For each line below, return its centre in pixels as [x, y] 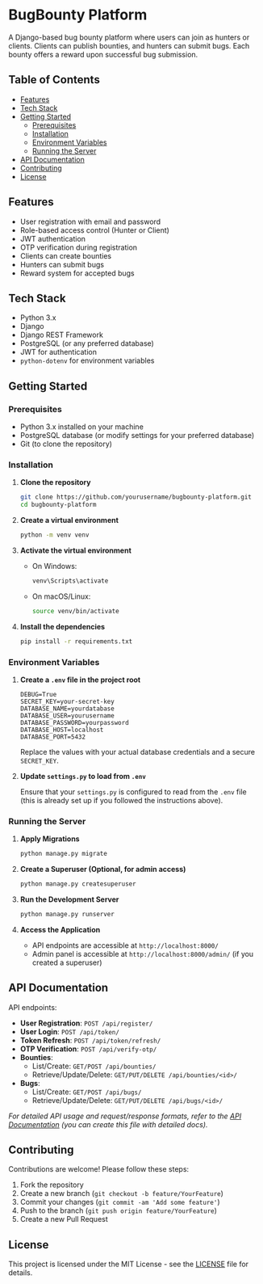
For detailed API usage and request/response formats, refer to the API [125, 1116]
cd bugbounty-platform [58, 505]
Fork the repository [52, 1185]
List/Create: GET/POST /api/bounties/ [94, 1066]
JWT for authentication [58, 352]
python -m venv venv [54, 535]
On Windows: [54, 566]
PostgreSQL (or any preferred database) [87, 343]
